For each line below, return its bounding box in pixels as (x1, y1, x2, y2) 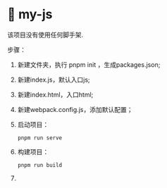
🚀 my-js (7, 6, 53, 23)
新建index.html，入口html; (17, 90, 94, 99)
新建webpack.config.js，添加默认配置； (17, 105, 133, 113)
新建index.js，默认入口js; (17, 75, 90, 84)
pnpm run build (17, 161, 63, 168)
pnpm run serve (17, 134, 63, 142)
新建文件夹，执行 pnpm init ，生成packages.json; (17, 60, 161, 69)
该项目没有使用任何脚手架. (7, 30, 84, 39)
